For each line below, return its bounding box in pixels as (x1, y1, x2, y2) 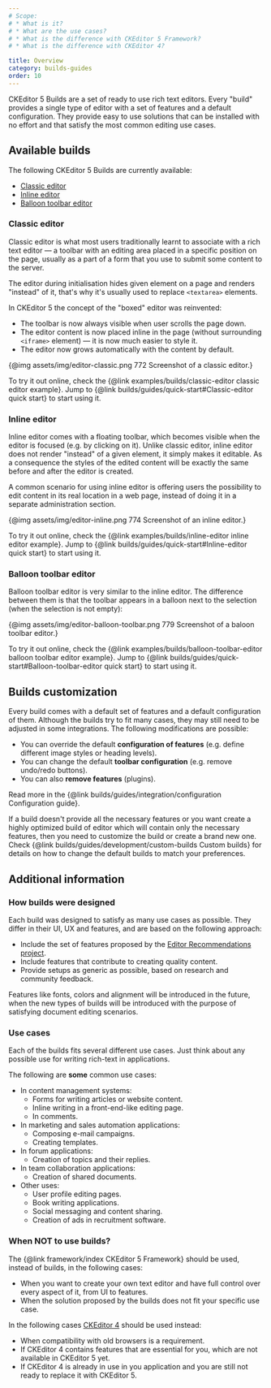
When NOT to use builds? (8, 1235, 111, 1247)
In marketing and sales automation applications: (19, 1120, 180, 1130)
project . (19, 948, 46, 958)
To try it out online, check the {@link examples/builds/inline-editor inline (8, 531, 249, 541)
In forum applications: (19, 1146, 93, 1156)
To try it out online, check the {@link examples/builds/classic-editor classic (8, 375, 260, 386)
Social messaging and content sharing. (32, 1207, 163, 1217)
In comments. (32, 1112, 79, 1122)
